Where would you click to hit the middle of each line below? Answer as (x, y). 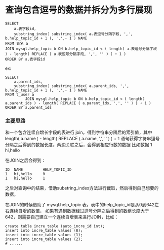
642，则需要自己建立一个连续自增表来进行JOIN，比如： (62, 217)
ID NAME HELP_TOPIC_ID (38, 170)
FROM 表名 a (17, 43)
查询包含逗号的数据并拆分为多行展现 (79, 10)
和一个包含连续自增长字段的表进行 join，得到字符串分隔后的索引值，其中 (79, 132)
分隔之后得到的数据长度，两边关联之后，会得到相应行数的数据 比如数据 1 (79, 145)
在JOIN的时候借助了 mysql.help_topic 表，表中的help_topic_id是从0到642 (80, 205)
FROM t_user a (20, 94)
